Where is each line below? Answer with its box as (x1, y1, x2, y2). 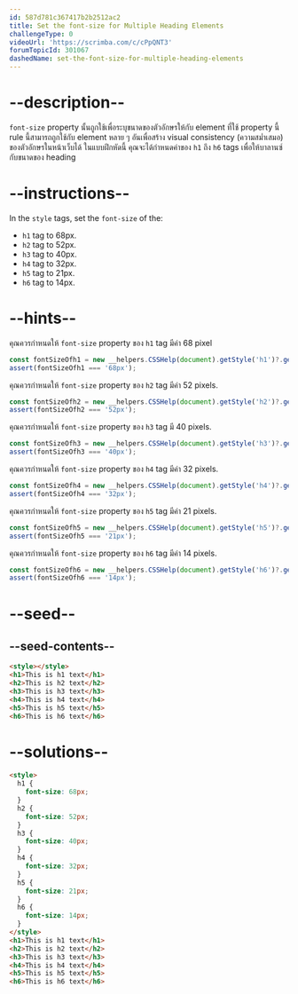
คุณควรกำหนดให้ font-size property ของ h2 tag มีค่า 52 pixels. (9, 379, 219, 390)
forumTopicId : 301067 (9, 46, 90, 55)
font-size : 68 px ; (25, 787, 90, 797)
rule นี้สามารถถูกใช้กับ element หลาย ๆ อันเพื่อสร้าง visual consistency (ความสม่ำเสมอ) (9, 131, 284, 142)
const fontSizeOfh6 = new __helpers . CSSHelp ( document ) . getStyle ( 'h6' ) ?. (9, 565, 284, 574)
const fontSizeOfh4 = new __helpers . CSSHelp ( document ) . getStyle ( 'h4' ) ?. (9, 481, 284, 491)
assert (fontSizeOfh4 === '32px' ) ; (9, 489, 137, 498)
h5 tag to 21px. (21, 267, 75, 278)
